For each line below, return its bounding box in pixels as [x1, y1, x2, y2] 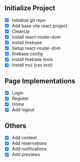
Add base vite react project [11, 22, 68, 29]
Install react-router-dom [11, 34, 61, 40]
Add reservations [11, 140, 47, 146]
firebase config [11, 51, 43, 57]
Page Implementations [4, 77, 76, 85]
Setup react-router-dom [11, 45, 61, 51]
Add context [11, 135, 37, 141]
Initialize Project [4, 4, 55, 12]
